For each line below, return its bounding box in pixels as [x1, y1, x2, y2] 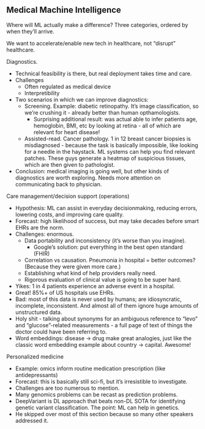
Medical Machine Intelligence [6, 5, 121, 15]
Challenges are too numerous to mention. [15, 384, 120, 392]
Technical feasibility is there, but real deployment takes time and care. [15, 70, 192, 77]
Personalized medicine [6, 352, 64, 360]
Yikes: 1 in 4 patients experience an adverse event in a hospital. [15, 282, 176, 290]
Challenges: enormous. [15, 230, 75, 238]
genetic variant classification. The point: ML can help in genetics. [15, 404, 180, 411]
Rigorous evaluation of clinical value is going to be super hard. [24, 276, 182, 283]
